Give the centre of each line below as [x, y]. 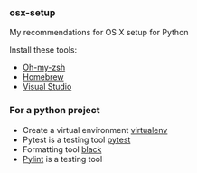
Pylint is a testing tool [62, 159]
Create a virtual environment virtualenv [95, 130]
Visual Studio [47, 87]
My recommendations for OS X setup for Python [99, 33]
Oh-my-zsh [44, 67]
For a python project [55, 111]
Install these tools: [43, 50]
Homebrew [43, 77]
